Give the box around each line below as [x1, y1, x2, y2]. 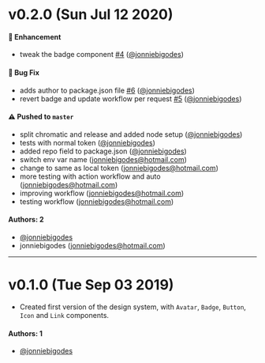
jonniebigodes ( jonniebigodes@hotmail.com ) [19, 241, 166, 250]
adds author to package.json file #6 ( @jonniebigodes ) [19, 85, 196, 95]
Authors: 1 [8, 328, 43, 338]
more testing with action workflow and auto [19, 172, 161, 181]
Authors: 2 [8, 215, 44, 225]
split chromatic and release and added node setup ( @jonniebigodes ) [19, 129, 243, 139]
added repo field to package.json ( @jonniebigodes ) [19, 146, 187, 156]
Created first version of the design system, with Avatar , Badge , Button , [19, 302, 247, 312]
